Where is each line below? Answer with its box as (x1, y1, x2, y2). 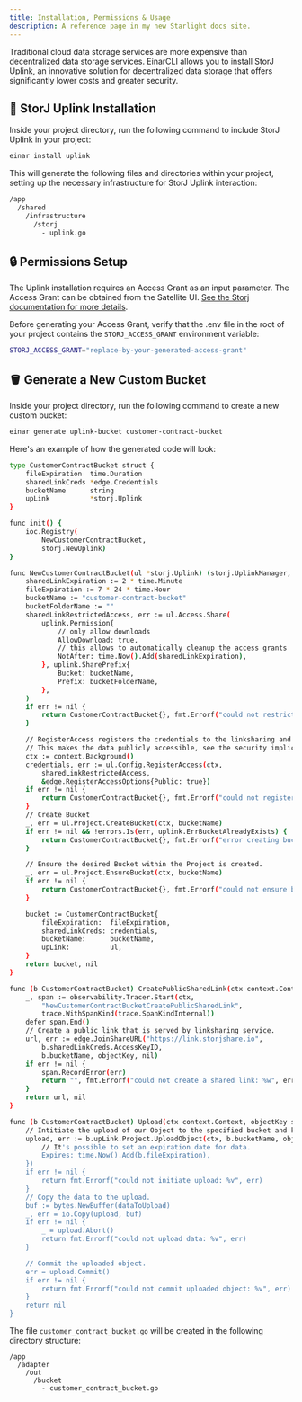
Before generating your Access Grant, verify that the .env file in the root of (9, 319, 285, 330)
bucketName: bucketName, (41, 935, 155, 944)
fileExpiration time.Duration (25, 469, 143, 478)
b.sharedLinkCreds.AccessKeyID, (41, 1043, 164, 1051)
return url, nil (25, 1093, 87, 1102)
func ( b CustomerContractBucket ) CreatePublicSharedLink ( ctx (9, 984, 244, 993)
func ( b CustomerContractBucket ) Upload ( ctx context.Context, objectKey (9, 1117, 288, 1126)
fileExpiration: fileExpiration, (41, 918, 171, 927)
